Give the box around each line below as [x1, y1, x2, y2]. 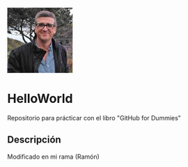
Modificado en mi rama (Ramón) [7, 152, 100, 161]
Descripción [7, 134, 61, 146]
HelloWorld [7, 91, 73, 106]
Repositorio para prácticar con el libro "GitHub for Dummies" [7, 113, 181, 122]
